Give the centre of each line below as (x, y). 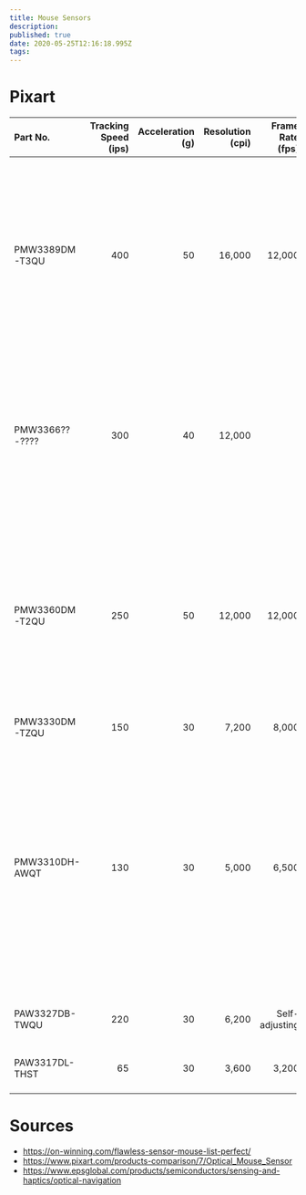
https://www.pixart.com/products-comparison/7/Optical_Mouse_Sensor (158, 1161)
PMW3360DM (45, 610)
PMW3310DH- (47, 862)
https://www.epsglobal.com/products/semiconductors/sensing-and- (151, 1170)
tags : (20, 52)
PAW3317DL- (45, 1063)
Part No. (32, 138)
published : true (40, 35)
